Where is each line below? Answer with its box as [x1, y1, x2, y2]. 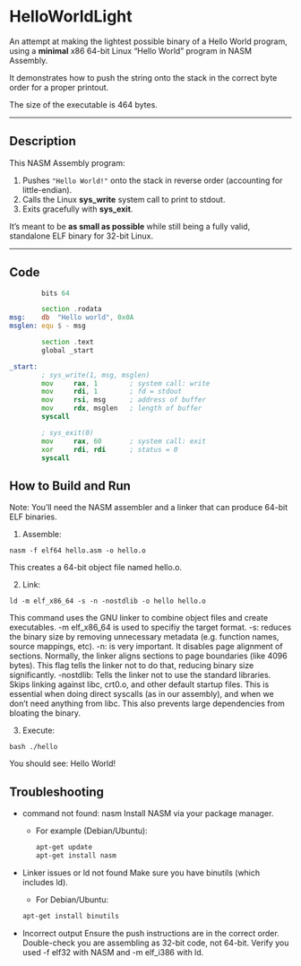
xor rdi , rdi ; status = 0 [41, 445, 178, 454]
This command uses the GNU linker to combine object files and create [9, 613, 269, 623]
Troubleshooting [9, 784, 105, 799]
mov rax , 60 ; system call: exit [41, 437, 206, 446]
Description [9, 134, 76, 149]
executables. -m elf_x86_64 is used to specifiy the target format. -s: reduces [9, 622, 292, 633]
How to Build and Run [9, 478, 132, 493]
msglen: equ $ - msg [9, 321, 87, 331]
